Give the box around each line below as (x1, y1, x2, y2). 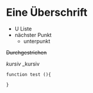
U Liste (14, 25, 32, 32)
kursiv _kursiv (6, 60, 40, 67)
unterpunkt (23, 37, 51, 44)
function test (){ (6, 71, 51, 77)
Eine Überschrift (6, 6, 88, 19)
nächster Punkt (14, 31, 52, 38)
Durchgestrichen (6, 49, 47, 56)
